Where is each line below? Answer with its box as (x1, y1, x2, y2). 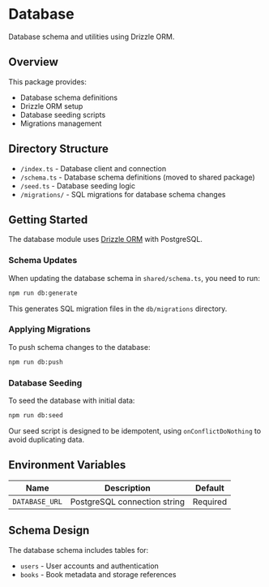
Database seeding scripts (19, 110, 106, 119)
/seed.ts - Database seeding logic (19, 180, 136, 191)
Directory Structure (8, 142, 109, 156)
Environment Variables (8, 458, 126, 472)
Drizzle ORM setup (19, 101, 83, 110)
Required (192, 496, 228, 507)
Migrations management (19, 119, 102, 128)
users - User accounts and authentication (19, 561, 160, 571)
